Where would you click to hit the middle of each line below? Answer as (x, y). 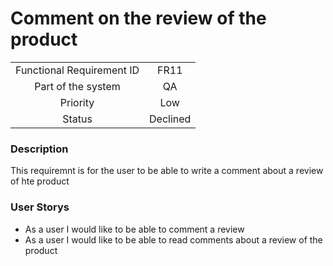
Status (77, 119)
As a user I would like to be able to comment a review (134, 229)
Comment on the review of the (138, 18)
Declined (170, 119)
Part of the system (77, 86)
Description (39, 149)
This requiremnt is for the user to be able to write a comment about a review (167, 171)
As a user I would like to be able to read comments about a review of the (173, 239)
